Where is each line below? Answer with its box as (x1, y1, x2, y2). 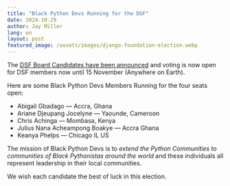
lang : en (7, 29, 32, 36)
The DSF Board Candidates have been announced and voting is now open (7, 61, 216, 69)
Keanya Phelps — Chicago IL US (16, 131, 109, 139)
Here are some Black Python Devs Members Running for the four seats (7, 82, 208, 89)
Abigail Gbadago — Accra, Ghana (16, 102, 113, 110)
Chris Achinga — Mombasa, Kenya (16, 117, 116, 124)
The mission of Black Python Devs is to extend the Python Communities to (7, 145, 218, 152)
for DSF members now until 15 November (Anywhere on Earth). (7, 68, 185, 76)
